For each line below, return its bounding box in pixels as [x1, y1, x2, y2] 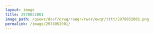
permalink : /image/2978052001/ [5, 21, 71, 26]
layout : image [5, 7, 35, 12]
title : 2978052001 [5, 12, 44, 17]
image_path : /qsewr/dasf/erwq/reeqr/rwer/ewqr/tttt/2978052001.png [5, 16, 149, 21]
